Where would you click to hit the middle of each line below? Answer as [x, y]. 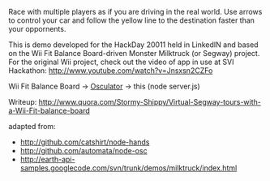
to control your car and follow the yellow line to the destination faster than [132, 20]
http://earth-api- [47, 159]
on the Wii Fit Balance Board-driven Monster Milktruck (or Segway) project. [134, 53]
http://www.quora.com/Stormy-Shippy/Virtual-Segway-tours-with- [150, 102]
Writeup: [23, 102]
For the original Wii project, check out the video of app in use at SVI [121, 62]
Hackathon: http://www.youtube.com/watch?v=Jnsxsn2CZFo [111, 71]
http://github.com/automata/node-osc [84, 151]
